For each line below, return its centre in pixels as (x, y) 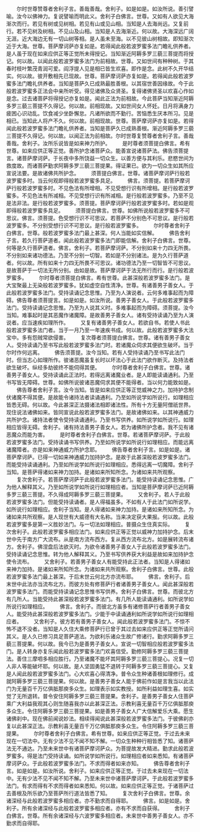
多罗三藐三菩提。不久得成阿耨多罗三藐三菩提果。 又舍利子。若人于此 (96, 494)
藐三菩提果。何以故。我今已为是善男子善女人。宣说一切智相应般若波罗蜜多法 (100, 644)
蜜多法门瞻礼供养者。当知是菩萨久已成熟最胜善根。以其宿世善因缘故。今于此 (100, 83)
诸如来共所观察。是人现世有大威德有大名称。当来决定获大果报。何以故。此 (97, 517)
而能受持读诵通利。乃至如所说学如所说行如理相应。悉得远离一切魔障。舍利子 (100, 464)
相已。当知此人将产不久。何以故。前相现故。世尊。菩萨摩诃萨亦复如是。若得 (100, 121)
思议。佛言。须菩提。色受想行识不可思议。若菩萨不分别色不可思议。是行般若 (100, 218)
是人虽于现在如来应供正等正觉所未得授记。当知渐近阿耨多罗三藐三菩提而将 (97, 53)
